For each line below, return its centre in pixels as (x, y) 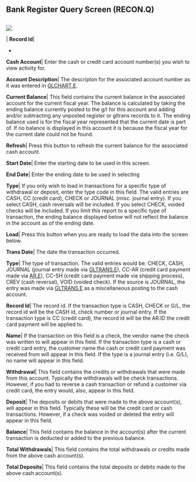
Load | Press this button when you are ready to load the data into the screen (97, 234)
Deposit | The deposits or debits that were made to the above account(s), (94, 402)
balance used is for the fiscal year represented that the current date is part (96, 122)
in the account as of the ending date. (50, 223)
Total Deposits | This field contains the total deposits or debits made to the (96, 467)
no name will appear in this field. (45, 360)
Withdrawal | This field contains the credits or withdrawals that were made (96, 371)
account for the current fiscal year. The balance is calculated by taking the (96, 103)
